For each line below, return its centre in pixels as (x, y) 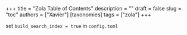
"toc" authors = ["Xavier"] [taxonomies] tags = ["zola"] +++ (79, 15)
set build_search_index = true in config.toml (62, 26)
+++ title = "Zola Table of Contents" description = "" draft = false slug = (94, 8)
